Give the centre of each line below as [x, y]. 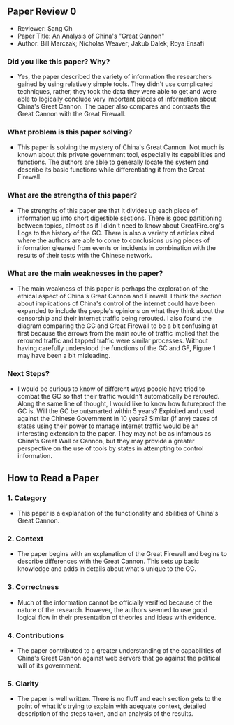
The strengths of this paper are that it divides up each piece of [107, 210]
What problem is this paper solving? [70, 132]
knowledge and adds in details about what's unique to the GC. [107, 569]
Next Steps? [29, 373]
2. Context [25, 539]
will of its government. [49, 665]
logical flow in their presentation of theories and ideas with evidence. [117, 617]
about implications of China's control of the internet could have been [116, 303]
